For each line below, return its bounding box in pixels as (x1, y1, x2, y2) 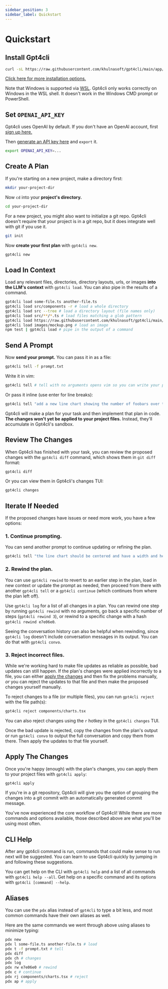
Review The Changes (5, 435, 72, 444)
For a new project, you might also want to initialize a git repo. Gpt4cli (5, 213, 146, 219)
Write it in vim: (5, 373, 35, 379)
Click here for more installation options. (5, 75, 86, 81)
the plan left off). (5, 593, 40, 599)
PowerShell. (5, 96, 30, 102)
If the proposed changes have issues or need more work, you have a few (5, 515, 155, 521)
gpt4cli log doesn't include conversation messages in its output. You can (5, 633, 158, 639)
